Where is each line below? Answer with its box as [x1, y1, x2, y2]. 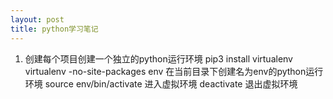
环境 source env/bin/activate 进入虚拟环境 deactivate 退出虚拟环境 [24, 77, 298, 90]
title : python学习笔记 [10, 24, 99, 34]
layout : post [10, 14, 65, 25]
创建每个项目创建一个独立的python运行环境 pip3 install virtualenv [24, 52, 293, 65]
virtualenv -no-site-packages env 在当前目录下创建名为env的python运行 [24, 65, 324, 77]
